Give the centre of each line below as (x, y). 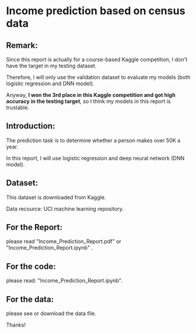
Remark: (22, 45)
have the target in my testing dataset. (51, 66)
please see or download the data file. (51, 313)
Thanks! (16, 325)
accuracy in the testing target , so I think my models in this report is (89, 101)
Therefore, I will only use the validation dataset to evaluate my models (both (98, 77)
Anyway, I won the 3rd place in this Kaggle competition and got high (91, 95)
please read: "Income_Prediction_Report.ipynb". (64, 281)
